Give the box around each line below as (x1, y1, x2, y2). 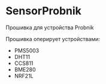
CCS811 (14, 60, 34, 67)
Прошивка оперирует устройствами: (5, 35, 100, 42)
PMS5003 (14, 46, 40, 54)
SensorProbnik (5, 4, 82, 18)
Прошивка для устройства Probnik (5, 24, 94, 31)
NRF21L (14, 72, 34, 79)
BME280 (14, 66, 37, 73)
